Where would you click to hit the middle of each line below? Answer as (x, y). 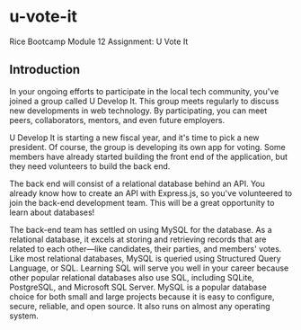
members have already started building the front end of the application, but (149, 156)
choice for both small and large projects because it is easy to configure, (142, 296)
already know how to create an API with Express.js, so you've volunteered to (151, 193)
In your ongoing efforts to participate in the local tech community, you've (144, 91)
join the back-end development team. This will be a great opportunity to (142, 202)
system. (24, 316)
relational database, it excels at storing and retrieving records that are (138, 239)
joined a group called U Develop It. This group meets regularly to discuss (144, 101)
